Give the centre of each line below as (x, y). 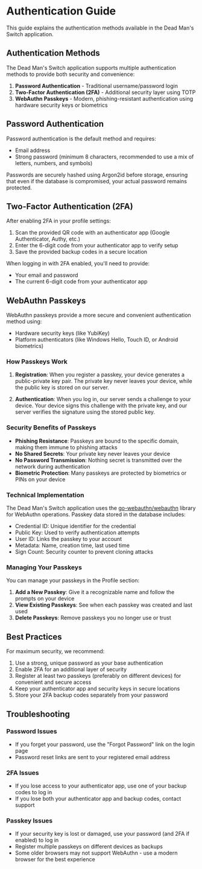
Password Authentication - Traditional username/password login (96, 86)
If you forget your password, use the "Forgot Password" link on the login (105, 744)
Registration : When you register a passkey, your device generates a (100, 374)
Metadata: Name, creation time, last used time (72, 545)
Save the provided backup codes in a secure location (81, 252)
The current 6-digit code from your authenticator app (81, 282)
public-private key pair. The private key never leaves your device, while (104, 381)
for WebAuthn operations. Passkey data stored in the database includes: (96, 514)
